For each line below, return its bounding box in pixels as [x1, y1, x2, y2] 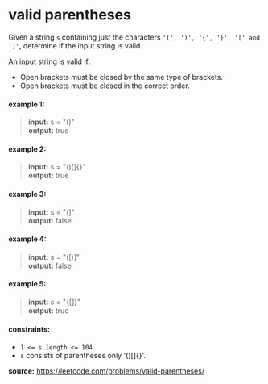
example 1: [8, 99, 46, 109]
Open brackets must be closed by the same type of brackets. [19, 72, 224, 81]
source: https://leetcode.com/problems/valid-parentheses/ [8, 366, 205, 376]
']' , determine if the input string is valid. [8, 40, 143, 50]
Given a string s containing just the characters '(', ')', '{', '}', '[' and [8, 32, 260, 42]
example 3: [8, 189, 47, 198]
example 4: [8, 234, 47, 244]
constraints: [8, 324, 51, 334]
